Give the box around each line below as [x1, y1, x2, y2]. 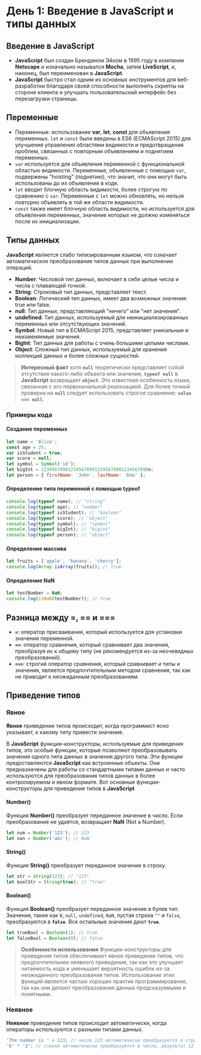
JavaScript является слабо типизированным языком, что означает [6, 251, 178, 258]
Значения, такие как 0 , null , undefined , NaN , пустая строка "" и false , [6, 911, 181, 919]
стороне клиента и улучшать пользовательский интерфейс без [14, 89, 176, 95]
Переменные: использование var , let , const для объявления [14, 128, 170, 136]
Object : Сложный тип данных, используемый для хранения [14, 345, 167, 352]
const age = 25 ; [6, 444, 47, 450]
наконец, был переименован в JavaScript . [14, 70, 124, 76]
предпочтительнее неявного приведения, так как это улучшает [20, 959, 184, 966]
